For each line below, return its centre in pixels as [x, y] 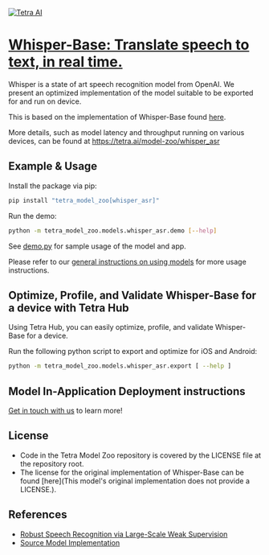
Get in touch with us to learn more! [65, 411]
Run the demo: [33, 216]
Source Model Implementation [70, 542]
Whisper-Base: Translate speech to [129, 45]
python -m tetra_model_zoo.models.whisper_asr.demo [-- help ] [113, 230]
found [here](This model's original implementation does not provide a [135, 481]
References [38, 515]
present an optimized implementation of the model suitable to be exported [131, 92]
